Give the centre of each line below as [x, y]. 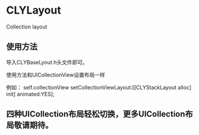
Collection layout [27, 27]
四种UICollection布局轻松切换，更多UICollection [96, 114]
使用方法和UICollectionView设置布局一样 [56, 75]
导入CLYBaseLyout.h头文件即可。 [47, 62]
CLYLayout [34, 10]
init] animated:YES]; [30, 94]
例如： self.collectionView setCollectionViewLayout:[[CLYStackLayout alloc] [99, 87]
